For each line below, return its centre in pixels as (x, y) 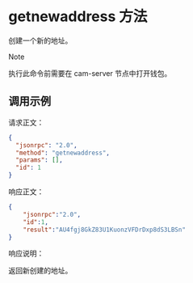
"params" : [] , (39, 160)
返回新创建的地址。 (40, 271)
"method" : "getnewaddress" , (63, 153)
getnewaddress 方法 (78, 17)
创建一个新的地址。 (40, 40)
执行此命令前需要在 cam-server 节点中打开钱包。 (90, 73)
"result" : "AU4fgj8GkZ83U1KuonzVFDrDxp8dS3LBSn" (104, 230)
